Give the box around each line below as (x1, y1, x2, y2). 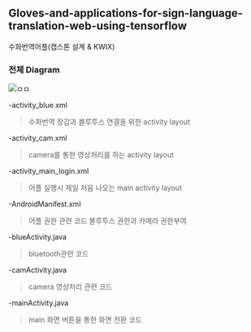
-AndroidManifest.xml (8, 199, 81, 209)
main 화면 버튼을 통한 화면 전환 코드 (28, 315, 142, 325)
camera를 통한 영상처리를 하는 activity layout (28, 150, 175, 160)
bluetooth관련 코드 (28, 249, 89, 259)
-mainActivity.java (8, 298, 69, 308)
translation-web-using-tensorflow (8, 19, 188, 33)
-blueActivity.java (8, 232, 67, 242)
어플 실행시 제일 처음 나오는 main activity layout (28, 183, 183, 193)
